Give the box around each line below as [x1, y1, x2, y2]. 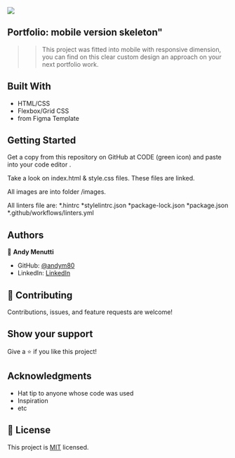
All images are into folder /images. [7, 188, 107, 196]
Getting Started [7, 134, 76, 147]
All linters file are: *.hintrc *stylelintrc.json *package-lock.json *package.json [7, 201, 229, 210]
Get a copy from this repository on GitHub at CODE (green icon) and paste [7, 153, 222, 162]
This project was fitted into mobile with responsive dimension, [41, 45, 222, 53]
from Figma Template [17, 114, 79, 122]
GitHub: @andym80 [17, 261, 75, 270]
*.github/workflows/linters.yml [7, 209, 95, 217]
